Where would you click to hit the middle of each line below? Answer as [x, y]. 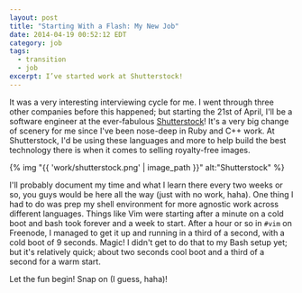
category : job [36, 43]
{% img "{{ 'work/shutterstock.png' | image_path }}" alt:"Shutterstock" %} [147, 167]
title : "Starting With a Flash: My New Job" [94, 26]
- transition [42, 60]
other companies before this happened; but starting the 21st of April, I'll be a [151, 111]
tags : [19, 51]
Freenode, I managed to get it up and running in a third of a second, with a [147, 233]
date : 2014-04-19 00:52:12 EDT [68, 34]
